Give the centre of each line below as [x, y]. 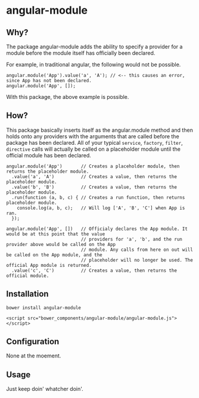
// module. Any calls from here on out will [137, 250]
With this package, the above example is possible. [68, 97]
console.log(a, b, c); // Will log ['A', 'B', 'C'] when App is [101, 208]
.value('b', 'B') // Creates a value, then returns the [94, 187]
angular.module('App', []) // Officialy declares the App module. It [97, 229]
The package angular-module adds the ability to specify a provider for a [94, 46]
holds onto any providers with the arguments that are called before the [93, 136]
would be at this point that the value [56, 234]
